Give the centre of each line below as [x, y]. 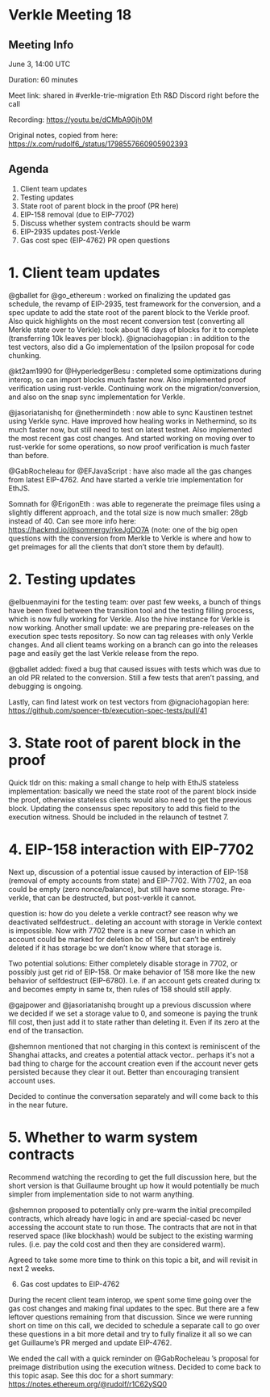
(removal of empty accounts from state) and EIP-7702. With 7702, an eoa [130, 880]
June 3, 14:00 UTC [39, 64]
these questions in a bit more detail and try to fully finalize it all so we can [130, 1334]
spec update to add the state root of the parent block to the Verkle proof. [129, 312]
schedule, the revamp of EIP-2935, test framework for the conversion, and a [135, 304]
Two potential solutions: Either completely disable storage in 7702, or [123, 963]
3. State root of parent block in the [125, 743]
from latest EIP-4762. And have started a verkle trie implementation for [126, 479]
